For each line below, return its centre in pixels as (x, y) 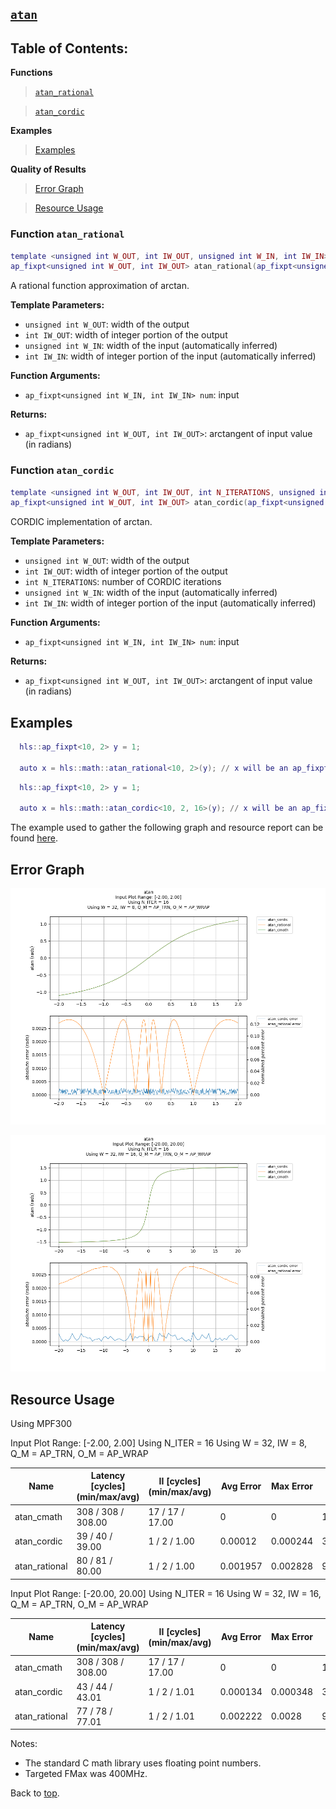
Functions (31, 73)
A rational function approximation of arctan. (100, 286)
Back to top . (35, 1793)
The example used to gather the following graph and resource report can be (167, 828)
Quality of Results (48, 169)
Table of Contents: (69, 48)
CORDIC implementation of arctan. (81, 522)
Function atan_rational (67, 234)
